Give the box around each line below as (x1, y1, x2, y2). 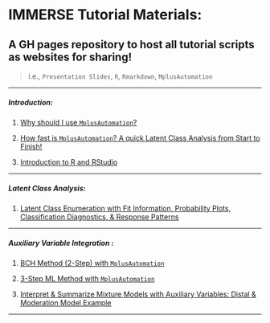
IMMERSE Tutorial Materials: (8, 6, 202, 24)
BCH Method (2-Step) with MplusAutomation (19, 258, 165, 268)
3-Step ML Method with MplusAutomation (19, 273, 155, 283)
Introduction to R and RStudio (19, 157, 118, 166)
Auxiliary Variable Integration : (8, 238, 114, 247)
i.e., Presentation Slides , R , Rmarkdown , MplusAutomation (27, 72, 213, 81)
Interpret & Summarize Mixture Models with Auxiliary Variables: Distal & (19, 289, 256, 299)
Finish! (19, 141, 43, 151)
